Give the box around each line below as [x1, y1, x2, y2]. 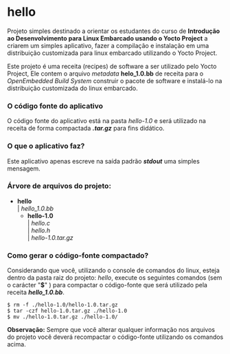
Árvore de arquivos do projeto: [7, 181, 112, 191]
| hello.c [27, 219, 50, 227]
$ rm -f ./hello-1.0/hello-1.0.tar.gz [7, 302, 118, 309]
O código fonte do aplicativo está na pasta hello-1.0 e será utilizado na [7, 117, 206, 125]
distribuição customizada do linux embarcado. [7, 84, 139, 92]
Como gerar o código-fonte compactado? [7, 250, 149, 260]
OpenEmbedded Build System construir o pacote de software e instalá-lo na [7, 76, 222, 85]
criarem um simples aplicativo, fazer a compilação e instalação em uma [7, 41, 209, 49]
